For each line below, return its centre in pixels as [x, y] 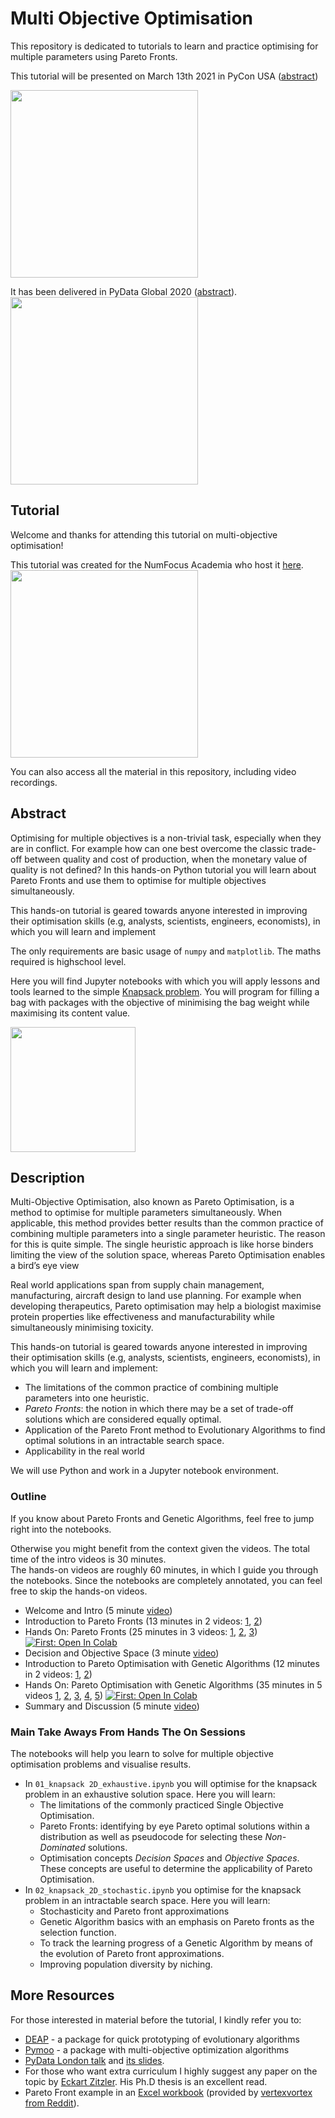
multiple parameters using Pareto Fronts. [94, 56]
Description [47, 1177]
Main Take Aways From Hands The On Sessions [128, 1732]
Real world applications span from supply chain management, [137, 1285]
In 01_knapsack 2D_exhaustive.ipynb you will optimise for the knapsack [171, 1783]
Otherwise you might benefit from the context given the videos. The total [160, 1548]
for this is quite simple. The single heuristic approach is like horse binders [162, 1244]
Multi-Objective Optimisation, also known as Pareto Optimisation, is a [152, 1202]
